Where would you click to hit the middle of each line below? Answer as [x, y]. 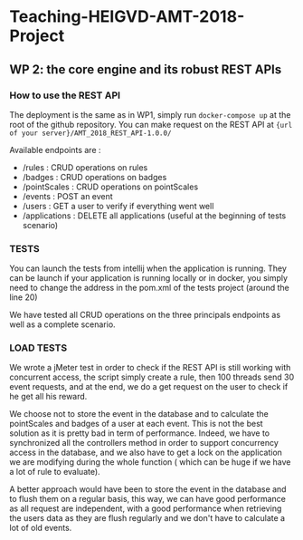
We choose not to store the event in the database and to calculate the [139, 414]
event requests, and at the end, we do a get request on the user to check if [149, 387]
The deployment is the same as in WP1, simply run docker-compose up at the [150, 114]
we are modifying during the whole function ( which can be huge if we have [150, 462]
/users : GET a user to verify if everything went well [118, 206]
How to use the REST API [65, 95]
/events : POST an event [67, 196]
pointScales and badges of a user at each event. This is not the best [137, 424]
